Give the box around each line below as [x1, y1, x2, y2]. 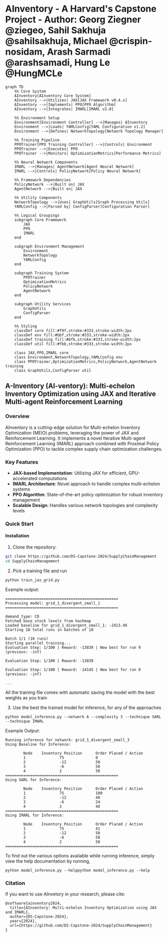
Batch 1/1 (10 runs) [5, 636, 49, 641]
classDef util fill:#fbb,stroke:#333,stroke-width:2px [14, 341, 132, 346]
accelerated [12, 475, 38, 481]
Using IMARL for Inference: [5, 812, 65, 818]
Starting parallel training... [5, 640, 71, 646]
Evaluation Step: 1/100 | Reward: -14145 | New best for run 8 [5, 667, 141, 672]
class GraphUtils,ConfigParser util [14, 368, 92, 373]
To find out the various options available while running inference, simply [5, 852, 155, 858]
